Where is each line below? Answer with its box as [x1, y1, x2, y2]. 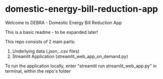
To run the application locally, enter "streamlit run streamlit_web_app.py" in [5, 63, 157, 69]
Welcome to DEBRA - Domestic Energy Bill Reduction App [5, 20, 122, 26]
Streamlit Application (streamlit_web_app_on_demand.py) [12, 53, 129, 59]
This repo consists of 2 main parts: [5, 38, 76, 45]
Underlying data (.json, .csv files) [12, 48, 80, 54]
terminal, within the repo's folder [5, 68, 71, 74]
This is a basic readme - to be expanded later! [5, 29, 98, 35]
